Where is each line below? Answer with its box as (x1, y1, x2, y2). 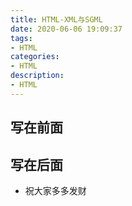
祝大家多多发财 (24, 184, 87, 196)
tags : (10, 33, 33, 43)
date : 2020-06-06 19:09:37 (10, 24, 123, 34)
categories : (10, 52, 60, 62)
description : (10, 71, 65, 81)
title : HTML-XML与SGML (10, 14, 103, 25)
